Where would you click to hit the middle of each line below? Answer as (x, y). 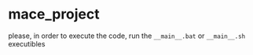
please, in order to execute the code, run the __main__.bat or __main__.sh (127, 36)
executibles (27, 43)
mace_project (54, 14)
